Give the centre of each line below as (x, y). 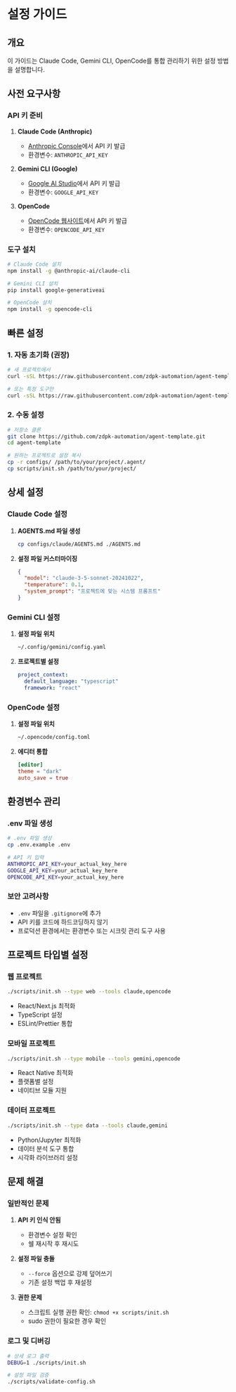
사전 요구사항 (34, 94)
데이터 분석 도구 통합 (46, 1148)
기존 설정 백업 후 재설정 (60, 1282)
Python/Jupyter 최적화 (49, 1140)
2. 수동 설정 (26, 415)
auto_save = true (43, 778)
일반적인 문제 (28, 1203)
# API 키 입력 (26, 857)
